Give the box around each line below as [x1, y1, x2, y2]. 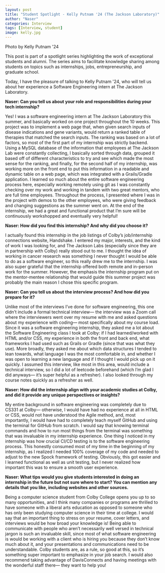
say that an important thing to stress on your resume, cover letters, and [5, 515, 149, 521]
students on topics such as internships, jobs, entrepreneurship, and [5, 64, 142, 70]
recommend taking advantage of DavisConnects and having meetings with [5, 557, 157, 563]
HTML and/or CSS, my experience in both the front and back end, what [5, 335, 150, 341]
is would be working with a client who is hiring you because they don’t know [5, 536, 160, 542]
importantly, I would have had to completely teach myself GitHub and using [5, 418, 158, 423]
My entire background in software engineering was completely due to [5, 402, 147, 407]
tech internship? [5, 104, 39, 110]
